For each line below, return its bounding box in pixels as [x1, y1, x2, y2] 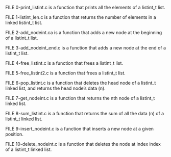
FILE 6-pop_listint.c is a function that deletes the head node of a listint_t [5, 80, 156, 86]
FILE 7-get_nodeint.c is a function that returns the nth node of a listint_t [5, 95, 155, 101]
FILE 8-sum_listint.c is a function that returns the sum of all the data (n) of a [5, 111, 164, 116]
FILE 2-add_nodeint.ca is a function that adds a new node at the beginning [5, 30, 162, 35]
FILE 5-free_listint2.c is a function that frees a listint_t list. [5, 70, 126, 76]
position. [5, 131, 24, 137]
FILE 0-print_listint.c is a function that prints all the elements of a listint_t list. [5, 5, 165, 10]
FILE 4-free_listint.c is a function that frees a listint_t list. [5, 60, 124, 66]
